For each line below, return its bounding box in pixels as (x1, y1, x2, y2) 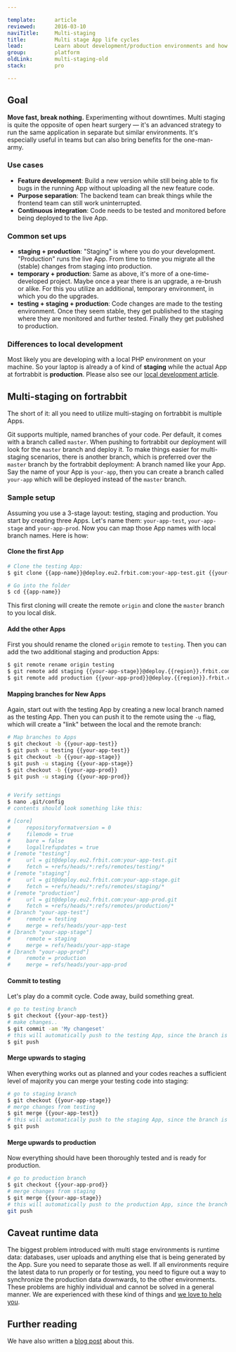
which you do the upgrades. (17, 292, 99, 301)
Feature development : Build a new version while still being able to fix (17, 176, 218, 185)
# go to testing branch (7, 1006, 77, 1013)
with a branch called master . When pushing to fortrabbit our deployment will (7, 438, 227, 446)
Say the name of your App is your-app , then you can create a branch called (7, 468, 224, 476)
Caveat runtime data (7, 1227, 99, 1239)
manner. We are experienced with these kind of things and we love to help (7, 1290, 222, 1299)
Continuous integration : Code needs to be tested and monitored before (17, 206, 226, 214)
